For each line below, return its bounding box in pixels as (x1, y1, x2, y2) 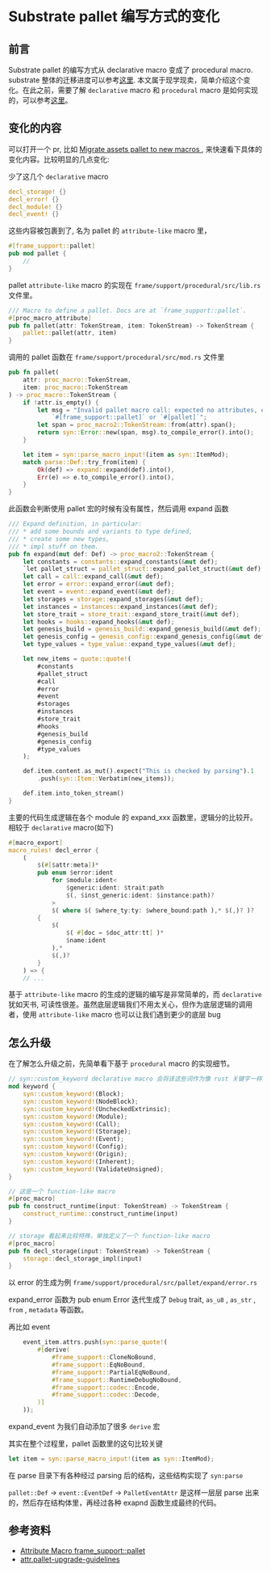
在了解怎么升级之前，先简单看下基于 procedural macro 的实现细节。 (8, 1059, 234, 1068)
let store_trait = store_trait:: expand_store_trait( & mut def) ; (23, 610, 240, 619)
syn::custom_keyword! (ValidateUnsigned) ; (23, 1165, 164, 1173)
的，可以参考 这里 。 (8, 95, 73, 105)
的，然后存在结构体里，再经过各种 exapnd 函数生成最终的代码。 (8, 1498, 221, 1507)
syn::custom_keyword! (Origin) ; (23, 1150, 128, 1158)
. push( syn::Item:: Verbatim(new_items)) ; (37, 775, 175, 783)
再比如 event (8, 1322, 51, 1332)
